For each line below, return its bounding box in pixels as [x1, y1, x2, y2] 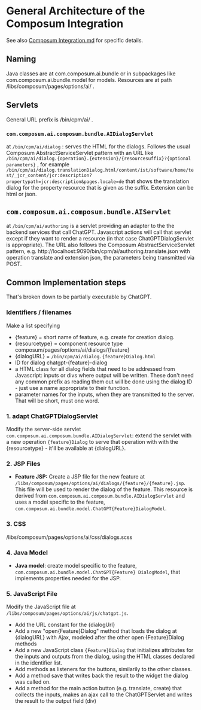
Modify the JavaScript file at [6, 603, 76, 611]
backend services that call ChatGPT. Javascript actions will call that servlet [6, 228, 191, 236]
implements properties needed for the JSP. [14, 574, 121, 581]
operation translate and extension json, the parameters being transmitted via [6, 254, 195, 261]
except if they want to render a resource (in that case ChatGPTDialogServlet [6, 234, 194, 242]
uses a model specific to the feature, [14, 498, 106, 506]
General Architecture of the [6, 4, 145, 18]
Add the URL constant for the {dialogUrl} [14, 621, 115, 629]
